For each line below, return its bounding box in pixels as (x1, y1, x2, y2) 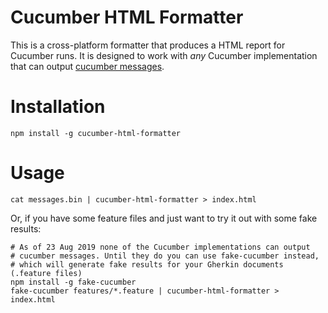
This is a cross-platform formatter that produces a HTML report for (10, 39, 286, 51)
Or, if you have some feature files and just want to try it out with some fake (10, 212, 318, 224)
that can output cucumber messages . (10, 60, 165, 72)
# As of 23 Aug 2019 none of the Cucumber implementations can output (10, 242, 311, 252)
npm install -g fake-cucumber (10, 277, 137, 287)
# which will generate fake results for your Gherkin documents (10, 259, 284, 270)
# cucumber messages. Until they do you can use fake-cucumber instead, (10, 251, 320, 261)
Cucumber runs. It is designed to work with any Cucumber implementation (10, 49, 318, 61)
